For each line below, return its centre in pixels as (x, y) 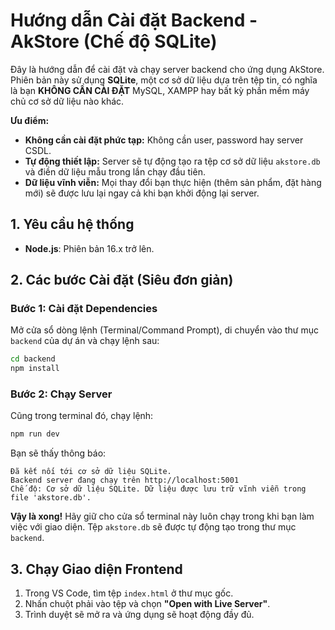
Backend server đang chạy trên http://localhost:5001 (125, 480)
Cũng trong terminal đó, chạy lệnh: (82, 416)
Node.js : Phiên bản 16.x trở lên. (89, 248)
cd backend (33, 359)
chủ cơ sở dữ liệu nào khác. (67, 101)
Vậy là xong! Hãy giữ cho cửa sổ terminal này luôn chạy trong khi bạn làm (162, 516)
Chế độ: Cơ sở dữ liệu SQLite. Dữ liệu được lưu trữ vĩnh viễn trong (158, 489)
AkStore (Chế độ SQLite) (114, 41)
